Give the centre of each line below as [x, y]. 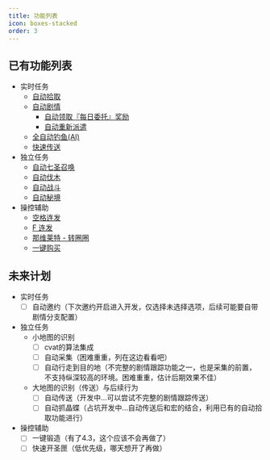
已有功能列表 [40, 65]
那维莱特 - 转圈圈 [60, 238]
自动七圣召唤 [53, 167]
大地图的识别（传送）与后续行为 [85, 387]
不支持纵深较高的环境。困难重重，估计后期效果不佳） [133, 378]
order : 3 [23, 31]
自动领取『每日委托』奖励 [87, 117]
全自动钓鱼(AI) [56, 137]
